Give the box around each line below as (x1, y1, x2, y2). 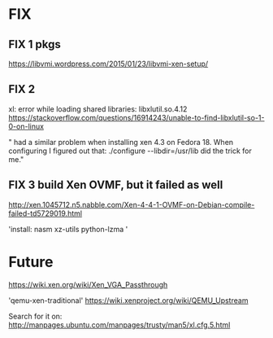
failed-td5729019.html (8, 209, 83, 218)
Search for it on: (8, 311, 63, 321)
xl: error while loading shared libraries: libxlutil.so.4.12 (8, 103, 188, 114)
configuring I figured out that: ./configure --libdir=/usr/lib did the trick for (8, 146, 252, 156)
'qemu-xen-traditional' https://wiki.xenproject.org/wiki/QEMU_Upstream (8, 295, 249, 305)
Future (8, 252, 54, 271)
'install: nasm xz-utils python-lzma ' (8, 224, 128, 234)
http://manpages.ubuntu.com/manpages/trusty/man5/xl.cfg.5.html (8, 319, 231, 330)
